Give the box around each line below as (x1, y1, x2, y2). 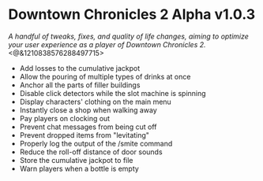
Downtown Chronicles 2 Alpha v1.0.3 (8, 6, 255, 24)
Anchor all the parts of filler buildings (19, 80, 141, 90)
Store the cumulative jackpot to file (19, 155, 133, 164)
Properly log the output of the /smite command (19, 139, 173, 148)
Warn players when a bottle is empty (19, 164, 140, 173)
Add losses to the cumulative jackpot (19, 63, 141, 72)
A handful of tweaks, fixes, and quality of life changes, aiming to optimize (8, 31, 249, 41)
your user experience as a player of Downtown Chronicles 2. (8, 39, 207, 49)
